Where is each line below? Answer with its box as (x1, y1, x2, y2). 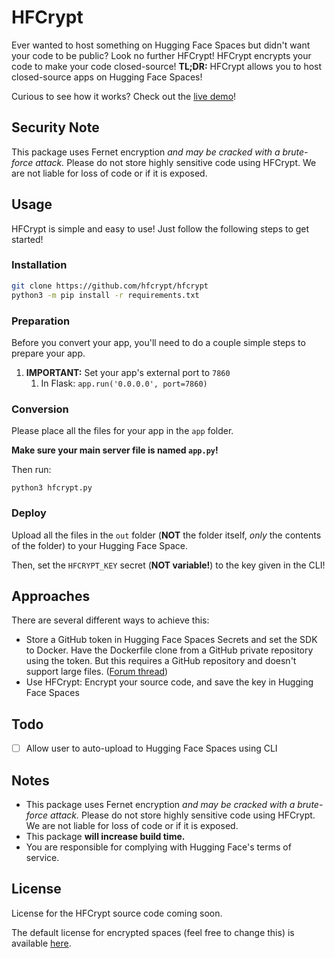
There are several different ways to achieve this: (11, 614, 210, 626)
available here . (11, 937, 72, 949)
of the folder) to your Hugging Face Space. (11, 539, 188, 551)
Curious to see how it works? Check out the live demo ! (11, 90, 237, 102)
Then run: (11, 464, 52, 476)
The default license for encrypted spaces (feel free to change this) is (11, 926, 295, 938)
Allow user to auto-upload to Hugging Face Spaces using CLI (25, 742, 278, 755)
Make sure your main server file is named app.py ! (11, 444, 219, 456)
